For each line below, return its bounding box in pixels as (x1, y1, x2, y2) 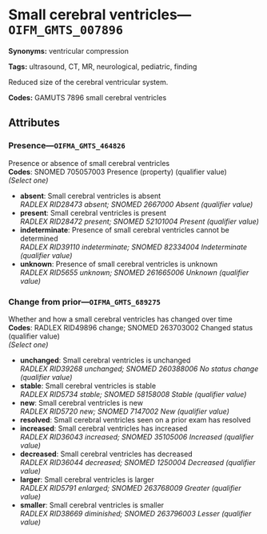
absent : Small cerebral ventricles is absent (19, 191, 161, 200)
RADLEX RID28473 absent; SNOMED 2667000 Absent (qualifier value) (19, 199, 253, 209)
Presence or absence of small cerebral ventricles (8, 158, 170, 168)
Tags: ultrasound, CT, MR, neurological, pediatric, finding (8, 62, 197, 71)
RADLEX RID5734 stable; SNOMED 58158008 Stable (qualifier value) (19, 389, 247, 398)
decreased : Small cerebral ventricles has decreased (19, 449, 193, 459)
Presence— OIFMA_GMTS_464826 (8, 140, 126, 152)
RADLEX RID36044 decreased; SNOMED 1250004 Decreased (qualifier (19, 457, 256, 467)
